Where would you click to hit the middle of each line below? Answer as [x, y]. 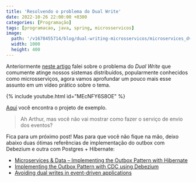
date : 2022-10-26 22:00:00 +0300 [47, 17]
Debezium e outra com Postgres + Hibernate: [60, 149]
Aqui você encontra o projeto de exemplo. [57, 107]
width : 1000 [26, 44]
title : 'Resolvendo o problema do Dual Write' [64, 11]
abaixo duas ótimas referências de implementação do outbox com [85, 142]
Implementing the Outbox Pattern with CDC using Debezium [87, 166]
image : [14, 33]
